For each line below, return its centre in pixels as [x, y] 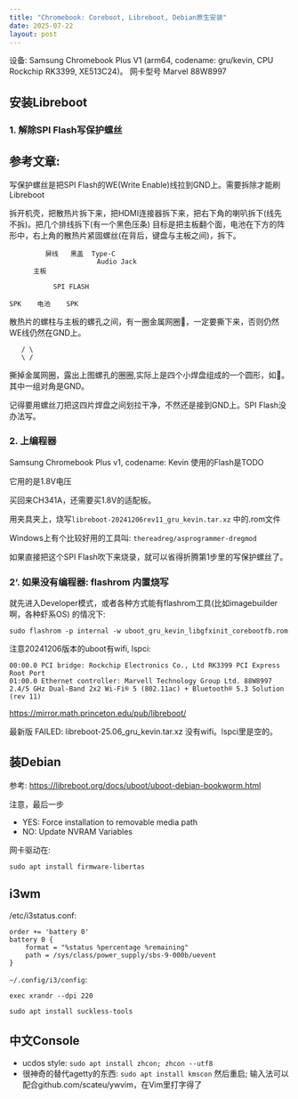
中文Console [44, 1041]
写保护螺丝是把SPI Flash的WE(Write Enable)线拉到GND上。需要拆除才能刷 [145, 184]
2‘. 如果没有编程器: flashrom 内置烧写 [89, 582]
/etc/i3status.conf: [43, 915]
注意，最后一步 [36, 804]
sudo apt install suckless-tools [71, 1011]
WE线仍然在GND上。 [48, 332]
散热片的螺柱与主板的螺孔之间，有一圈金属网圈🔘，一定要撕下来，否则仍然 [145, 321]
